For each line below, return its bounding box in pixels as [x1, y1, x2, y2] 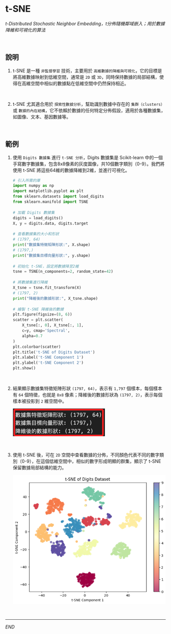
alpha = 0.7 [22, 333, 43, 338]
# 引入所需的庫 [12, 178, 41, 183]
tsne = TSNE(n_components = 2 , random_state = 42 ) [12, 269, 113, 274]
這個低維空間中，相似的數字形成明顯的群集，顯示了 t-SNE [40, 458, 161, 465]
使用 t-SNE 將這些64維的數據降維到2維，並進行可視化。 [12, 167, 130, 173]
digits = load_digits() [12, 215, 64, 220]
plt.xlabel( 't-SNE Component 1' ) [12, 355, 84, 360]
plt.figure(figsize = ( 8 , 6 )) [12, 312, 72, 317]
